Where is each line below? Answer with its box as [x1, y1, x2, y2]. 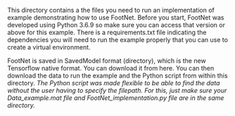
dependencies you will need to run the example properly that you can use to [7, 36, 229, 44]
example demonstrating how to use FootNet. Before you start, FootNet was [7, 13, 224, 22]
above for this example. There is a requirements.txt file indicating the [7, 28, 207, 36]
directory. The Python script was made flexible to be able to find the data [7, 79, 220, 87]
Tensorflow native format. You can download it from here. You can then [7, 64, 215, 72]
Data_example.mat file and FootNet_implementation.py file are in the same [7, 94, 224, 102]
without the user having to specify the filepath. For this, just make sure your [7, 87, 227, 94]
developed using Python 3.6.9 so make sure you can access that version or [7, 21, 225, 29]
